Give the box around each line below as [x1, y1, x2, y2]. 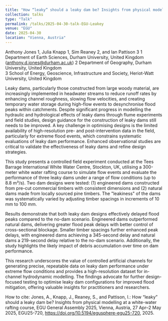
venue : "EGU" [5, 26, 32, 31]
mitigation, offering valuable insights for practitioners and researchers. [5, 284, 150, 290]
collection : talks [5, 12, 43, 17]
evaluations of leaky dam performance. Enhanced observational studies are [5, 138, 161, 144]
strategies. [5, 148, 27, 155]
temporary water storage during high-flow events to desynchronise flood [5, 101, 156, 107]
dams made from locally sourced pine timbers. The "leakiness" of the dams [5, 190, 161, 196]
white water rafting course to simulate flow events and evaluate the [18, 169, 157, 175]
